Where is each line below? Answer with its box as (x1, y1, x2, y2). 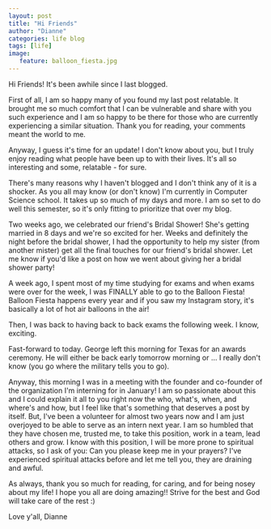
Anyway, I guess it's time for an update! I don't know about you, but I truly (8, 145, 255, 155)
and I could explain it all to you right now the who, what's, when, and (8, 394, 237, 403)
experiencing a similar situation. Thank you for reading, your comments (8, 121, 246, 130)
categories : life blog (8, 34, 85, 43)
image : (8, 49, 31, 58)
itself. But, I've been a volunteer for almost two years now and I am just (8, 411, 245, 421)
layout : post (8, 11, 53, 20)
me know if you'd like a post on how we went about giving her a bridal (8, 254, 242, 263)
